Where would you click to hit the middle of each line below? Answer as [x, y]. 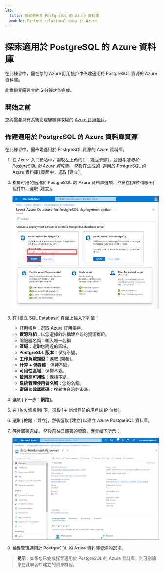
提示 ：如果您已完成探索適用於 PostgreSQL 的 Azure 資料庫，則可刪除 [86, 558]
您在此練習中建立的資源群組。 [47, 564]
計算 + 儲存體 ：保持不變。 [45, 365]
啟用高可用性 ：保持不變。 [45, 377]
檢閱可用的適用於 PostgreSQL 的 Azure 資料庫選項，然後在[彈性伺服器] [83, 182]
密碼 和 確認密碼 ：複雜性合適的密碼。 [56, 389]
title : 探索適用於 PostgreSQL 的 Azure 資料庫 [54, 15]
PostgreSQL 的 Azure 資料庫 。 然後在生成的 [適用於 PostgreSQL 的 [79, 166]
